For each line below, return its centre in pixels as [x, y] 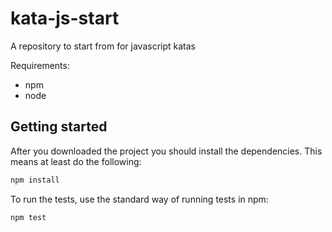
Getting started [59, 127]
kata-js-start [65, 18]
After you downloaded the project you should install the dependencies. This [166, 151]
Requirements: [40, 65]
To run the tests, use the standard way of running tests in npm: [139, 199]
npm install [35, 180]
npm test [28, 217]
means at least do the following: [76, 161]
